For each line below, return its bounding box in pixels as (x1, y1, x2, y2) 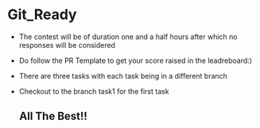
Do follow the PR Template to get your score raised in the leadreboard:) (18, 56, 252, 65)
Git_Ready (7, 6, 77, 24)
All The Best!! (18, 110, 88, 123)
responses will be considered (18, 40, 116, 49)
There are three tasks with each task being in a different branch (18, 71, 228, 80)
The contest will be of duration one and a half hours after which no (18, 32, 238, 41)
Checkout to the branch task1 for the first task (18, 86, 169, 96)
